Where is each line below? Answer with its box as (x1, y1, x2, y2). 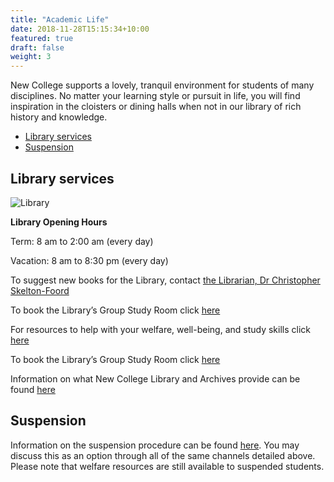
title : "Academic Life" (10, 14, 110, 25)
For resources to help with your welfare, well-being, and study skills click (10, 323, 311, 335)
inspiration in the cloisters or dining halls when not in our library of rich (10, 101, 302, 113)
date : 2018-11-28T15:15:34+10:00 (10, 24, 150, 34)
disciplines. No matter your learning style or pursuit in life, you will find (10, 90, 301, 102)
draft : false (10, 42, 65, 53)
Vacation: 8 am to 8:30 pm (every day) (10, 254, 169, 266)
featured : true (10, 33, 74, 43)
